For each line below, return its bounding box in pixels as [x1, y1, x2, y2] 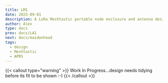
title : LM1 [5, 7, 28, 12]
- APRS [9, 53, 23, 59]
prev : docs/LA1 [5, 30, 37, 35]
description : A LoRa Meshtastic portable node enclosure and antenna [5, 16, 153, 21]
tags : [5, 40, 16, 45]
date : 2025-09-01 [5, 12, 41, 17]
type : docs [5, 26, 28, 31]
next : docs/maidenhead [5, 35, 52, 40]
